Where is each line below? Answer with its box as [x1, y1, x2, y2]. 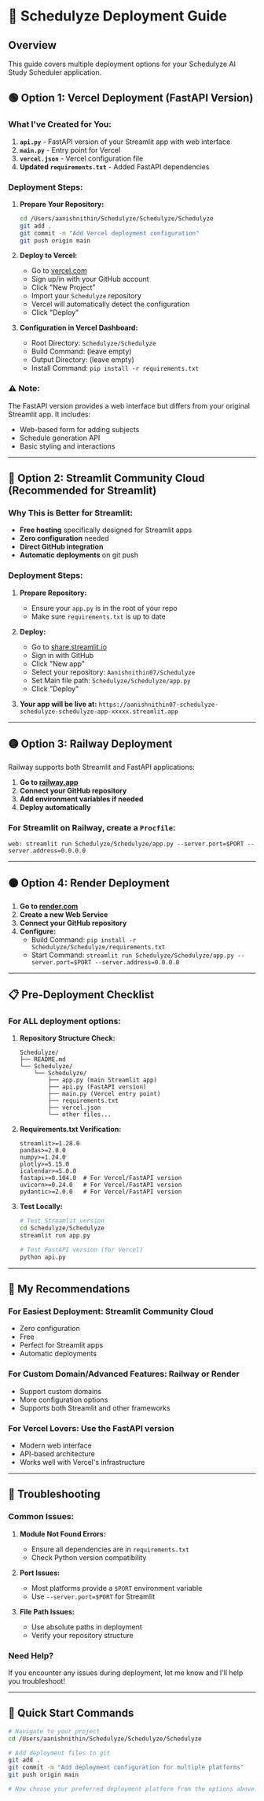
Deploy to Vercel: [19, 251, 78, 261]
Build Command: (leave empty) [31, 346, 132, 357]
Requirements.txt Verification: [19, 1125, 122, 1134]
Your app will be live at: [19, 699, 97, 708]
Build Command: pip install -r [31, 934, 137, 944]
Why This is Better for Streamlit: [8, 508, 134, 519]
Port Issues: [19, 1568, 60, 1577]
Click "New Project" [31, 283, 96, 292]
